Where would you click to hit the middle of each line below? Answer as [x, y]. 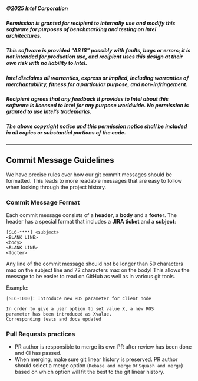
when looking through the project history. [56, 187]
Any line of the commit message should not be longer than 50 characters [95, 264]
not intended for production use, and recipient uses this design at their [95, 57]
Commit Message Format [43, 202]
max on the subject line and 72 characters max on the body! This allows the [98, 270]
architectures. [24, 35]
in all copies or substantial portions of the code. [66, 133]
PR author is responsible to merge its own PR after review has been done [103, 347]
